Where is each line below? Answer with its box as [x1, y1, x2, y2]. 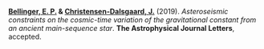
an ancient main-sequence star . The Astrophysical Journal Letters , [8, 24, 235, 32]
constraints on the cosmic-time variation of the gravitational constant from [8, 15, 257, 24]
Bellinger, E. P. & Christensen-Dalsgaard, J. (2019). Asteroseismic [8, 7, 229, 16]
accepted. [8, 32, 42, 41]
